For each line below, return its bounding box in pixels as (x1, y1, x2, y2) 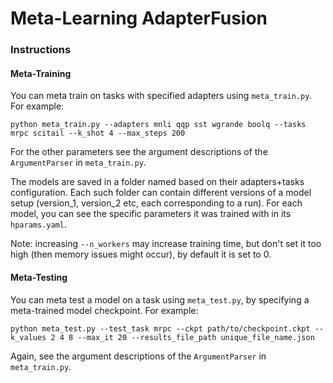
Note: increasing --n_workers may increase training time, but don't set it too (10, 238, 322, 250)
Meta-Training (10, 67, 72, 79)
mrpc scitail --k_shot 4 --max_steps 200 (10, 128, 186, 139)
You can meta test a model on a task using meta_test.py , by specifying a (10, 293, 310, 306)
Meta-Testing (10, 271, 68, 283)
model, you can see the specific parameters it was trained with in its (10, 208, 292, 220)
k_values (10, 332, 47, 342)
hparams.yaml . (10, 218, 67, 231)
